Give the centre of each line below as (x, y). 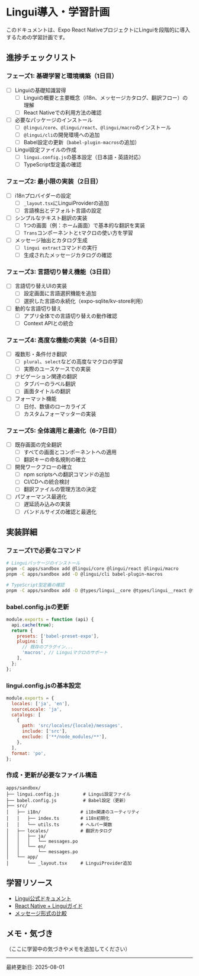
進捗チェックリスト (41, 58)
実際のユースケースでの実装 (57, 369)
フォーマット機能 (36, 399)
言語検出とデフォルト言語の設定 (62, 210)
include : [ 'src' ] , (44, 731)
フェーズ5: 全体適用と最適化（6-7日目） (63, 430)
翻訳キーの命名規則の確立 (55, 460)
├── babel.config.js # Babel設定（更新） (67, 800)
